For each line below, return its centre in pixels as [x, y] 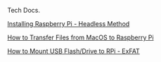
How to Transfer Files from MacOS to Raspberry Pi [80, 37]
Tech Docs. [24, 10]
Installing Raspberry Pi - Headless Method [69, 24]
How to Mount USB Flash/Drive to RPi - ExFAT [74, 51]
